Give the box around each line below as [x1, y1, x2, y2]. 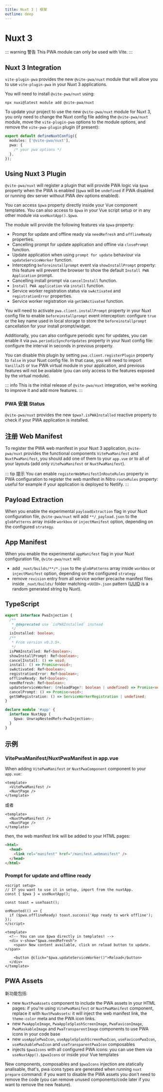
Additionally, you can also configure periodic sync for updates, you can [5, 333, 147, 339]
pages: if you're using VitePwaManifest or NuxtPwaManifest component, [12, 1005, 154, 1011]
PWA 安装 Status [5, 401, 45, 407]
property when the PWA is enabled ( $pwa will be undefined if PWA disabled [5, 188, 154, 194]
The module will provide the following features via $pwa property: [5, 222, 134, 228]
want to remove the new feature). [5, 1081, 72, 1087]
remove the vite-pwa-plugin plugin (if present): [5, 124, 99, 130]
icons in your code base [12, 1031, 61, 1037]
